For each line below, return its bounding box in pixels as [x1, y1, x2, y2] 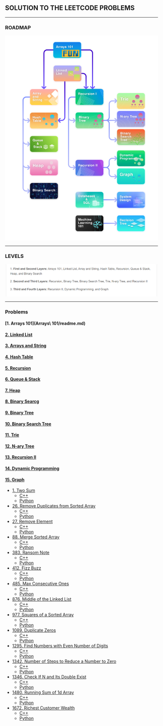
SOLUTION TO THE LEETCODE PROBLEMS [5, 4, 135, 12]
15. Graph [5, 476, 25, 482]
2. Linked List [5, 332, 33, 337]
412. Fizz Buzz [12, 565, 41, 571]
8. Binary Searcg [5, 398, 40, 404]
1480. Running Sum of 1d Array [12, 689, 74, 695]
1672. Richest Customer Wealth [12, 705, 75, 711]
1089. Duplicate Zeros [12, 628, 56, 633]
